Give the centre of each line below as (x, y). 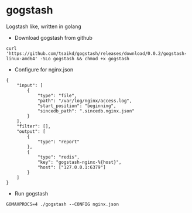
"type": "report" (59, 142)
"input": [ (30, 85)
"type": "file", (57, 95)
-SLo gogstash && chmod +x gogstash (85, 59)
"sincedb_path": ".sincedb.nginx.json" (86, 111)
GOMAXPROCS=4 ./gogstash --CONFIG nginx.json (62, 204)
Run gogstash (31, 193)
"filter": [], (34, 126)
